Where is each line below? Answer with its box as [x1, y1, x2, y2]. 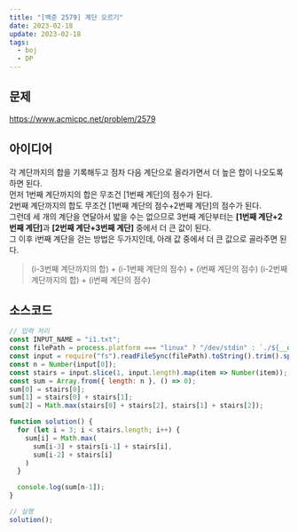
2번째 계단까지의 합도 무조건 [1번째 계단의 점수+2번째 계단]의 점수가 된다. [9, 200, 262, 210]
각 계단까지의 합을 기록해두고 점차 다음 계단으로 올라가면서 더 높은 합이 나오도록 [9, 166, 284, 178]
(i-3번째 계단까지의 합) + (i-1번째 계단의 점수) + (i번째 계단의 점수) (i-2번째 [30, 263, 288, 274]
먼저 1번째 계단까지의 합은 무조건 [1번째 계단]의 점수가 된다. [9, 188, 213, 200]
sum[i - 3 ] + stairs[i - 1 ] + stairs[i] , [32, 441, 173, 451]
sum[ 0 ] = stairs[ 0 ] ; [9, 385, 86, 393]
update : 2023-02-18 [9, 29, 82, 38]
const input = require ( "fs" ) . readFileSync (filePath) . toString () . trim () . [9, 352, 284, 361]
